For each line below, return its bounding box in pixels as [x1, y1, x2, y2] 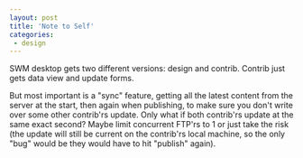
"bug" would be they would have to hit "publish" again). [9, 138, 216, 149]
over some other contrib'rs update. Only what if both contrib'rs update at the [9, 109, 294, 120]
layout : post [9, 13, 59, 23]
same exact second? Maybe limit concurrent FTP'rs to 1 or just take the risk [9, 119, 289, 130]
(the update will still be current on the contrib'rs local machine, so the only [9, 128, 286, 140]
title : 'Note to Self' [9, 22, 95, 31]
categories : [9, 30, 54, 39]
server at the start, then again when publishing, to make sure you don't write [9, 100, 293, 111]
